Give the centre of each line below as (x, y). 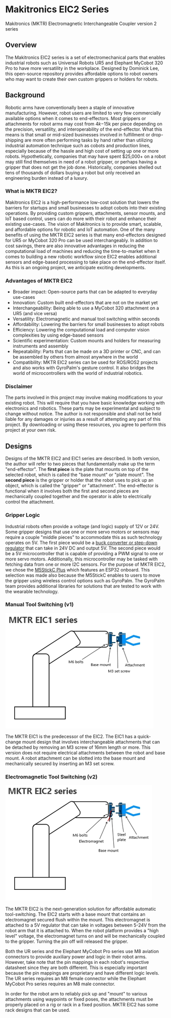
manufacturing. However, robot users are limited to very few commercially (83, 113)
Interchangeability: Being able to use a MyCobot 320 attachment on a (86, 308)
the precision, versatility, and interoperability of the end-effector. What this (84, 129)
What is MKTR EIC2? (31, 191)
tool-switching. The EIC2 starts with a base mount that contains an (75, 914)
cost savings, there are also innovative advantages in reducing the (75, 246)
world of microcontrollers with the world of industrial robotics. (78, 373)
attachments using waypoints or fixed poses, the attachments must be (79, 999)
